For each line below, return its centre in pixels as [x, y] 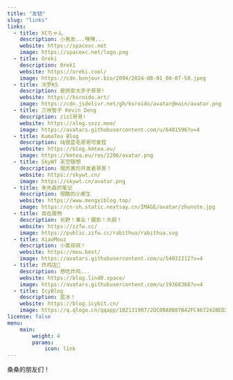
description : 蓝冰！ [48, 297]
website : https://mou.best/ [60, 252]
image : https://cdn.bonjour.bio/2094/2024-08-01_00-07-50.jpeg [113, 78]
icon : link [60, 349]
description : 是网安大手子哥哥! [62, 91]
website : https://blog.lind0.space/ [73, 278]
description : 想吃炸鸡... [55, 271]
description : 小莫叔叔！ [53, 246]
